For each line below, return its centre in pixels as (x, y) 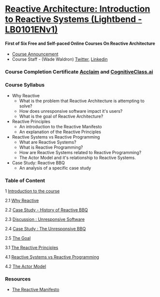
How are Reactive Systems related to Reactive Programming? (80, 152)
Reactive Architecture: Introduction (78, 9)
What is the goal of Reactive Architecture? (61, 116)
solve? (26, 106)
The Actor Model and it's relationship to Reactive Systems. (78, 157)
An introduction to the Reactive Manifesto (61, 126)
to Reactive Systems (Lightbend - (73, 19)
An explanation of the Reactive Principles (60, 132)
